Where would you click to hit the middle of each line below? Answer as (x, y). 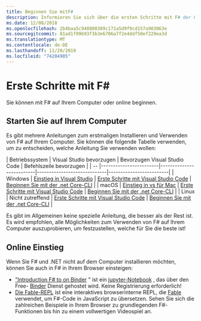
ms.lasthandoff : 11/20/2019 (41, 51)
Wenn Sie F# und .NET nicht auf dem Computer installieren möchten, (91, 262)
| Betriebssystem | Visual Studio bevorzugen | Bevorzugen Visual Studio (95, 160)
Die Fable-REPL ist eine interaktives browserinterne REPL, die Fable (98, 292)
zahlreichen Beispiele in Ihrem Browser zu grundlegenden (86, 305)
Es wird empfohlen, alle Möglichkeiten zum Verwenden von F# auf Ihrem (95, 222)
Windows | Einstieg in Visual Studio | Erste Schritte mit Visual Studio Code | (99, 179)
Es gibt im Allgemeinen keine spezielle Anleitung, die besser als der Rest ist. (100, 216)
